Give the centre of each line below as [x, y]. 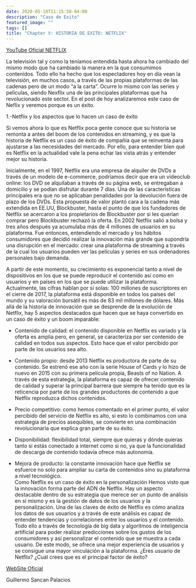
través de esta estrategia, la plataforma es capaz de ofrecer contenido [99, 379]
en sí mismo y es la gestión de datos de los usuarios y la [82, 501]
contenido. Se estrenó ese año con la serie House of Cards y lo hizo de [100, 367]
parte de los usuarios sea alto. [51, 350]
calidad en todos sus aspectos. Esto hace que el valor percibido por [96, 343]
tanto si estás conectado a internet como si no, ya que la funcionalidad [100, 446]
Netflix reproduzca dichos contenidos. [61, 398]
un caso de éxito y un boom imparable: [53, 319]
